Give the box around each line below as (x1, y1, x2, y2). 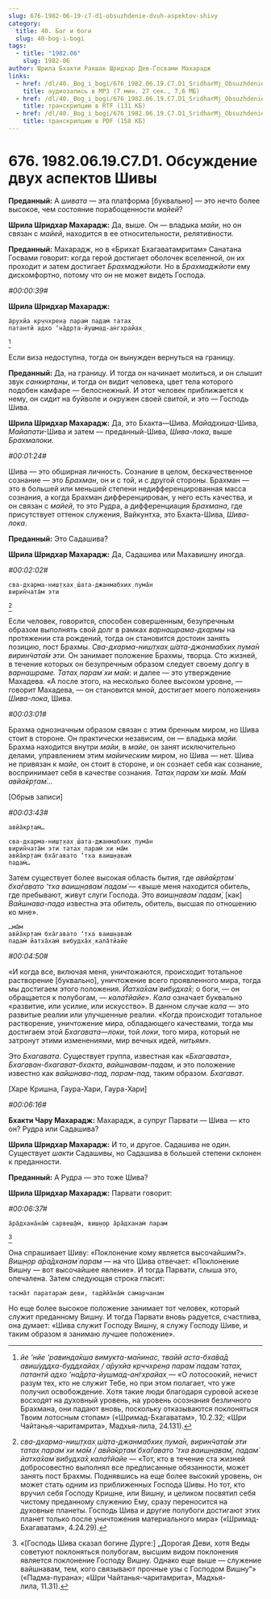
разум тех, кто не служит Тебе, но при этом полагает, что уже (19, 1378, 236, 1387)
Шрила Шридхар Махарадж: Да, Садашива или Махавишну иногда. (8, 549, 246, 559)
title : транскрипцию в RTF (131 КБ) (23, 102, 147, 110)
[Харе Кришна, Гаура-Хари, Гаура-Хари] (8, 1084, 148, 1094)
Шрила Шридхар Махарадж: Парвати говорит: (8, 1188, 173, 1197)
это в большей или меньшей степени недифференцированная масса (8, 483, 247, 493)
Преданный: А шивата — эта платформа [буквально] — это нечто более (8, 196, 261, 205)
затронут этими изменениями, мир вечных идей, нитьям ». (8, 1036, 211, 1045)
